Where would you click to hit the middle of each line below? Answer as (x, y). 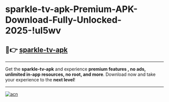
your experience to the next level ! (40, 80)
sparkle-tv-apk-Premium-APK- (71, 9)
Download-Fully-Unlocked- (63, 20)
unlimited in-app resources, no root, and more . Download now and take (80, 74)
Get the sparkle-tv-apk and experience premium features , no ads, (75, 69)
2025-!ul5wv (33, 31)
